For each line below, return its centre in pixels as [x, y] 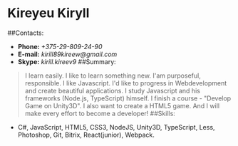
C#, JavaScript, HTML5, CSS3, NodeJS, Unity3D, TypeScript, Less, [116, 127]
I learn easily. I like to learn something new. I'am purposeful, [113, 75]
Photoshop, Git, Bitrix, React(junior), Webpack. [86, 135]
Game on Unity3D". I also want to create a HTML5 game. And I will [122, 105]
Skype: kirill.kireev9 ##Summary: [67, 61]
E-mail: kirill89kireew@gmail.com [67, 54]
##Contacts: [26, 33]
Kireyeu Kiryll [48, 13]
